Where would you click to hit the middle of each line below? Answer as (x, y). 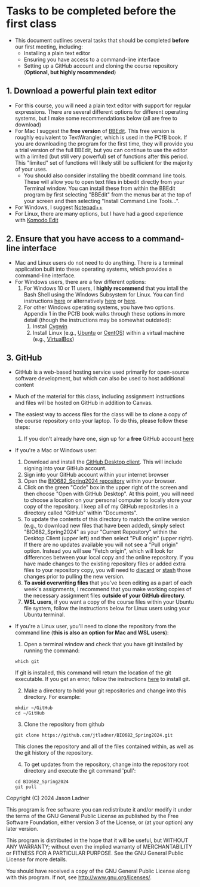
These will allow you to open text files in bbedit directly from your (104, 181)
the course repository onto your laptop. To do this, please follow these (101, 421)
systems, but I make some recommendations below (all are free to (96, 118)
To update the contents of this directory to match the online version (107, 519)
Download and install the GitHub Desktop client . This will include (103, 462)
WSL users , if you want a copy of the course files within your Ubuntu (109, 602)
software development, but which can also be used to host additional (100, 379)
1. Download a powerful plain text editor (81, 91)
